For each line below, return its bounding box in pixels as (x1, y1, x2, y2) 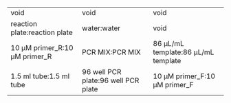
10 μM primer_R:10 (10, 43, 74, 52)
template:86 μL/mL (153, 47, 214, 57)
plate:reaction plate (10, 27, 74, 37)
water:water (82, 23, 121, 33)
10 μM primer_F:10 (153, 71, 215, 81)
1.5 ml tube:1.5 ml (10, 71, 70, 81)
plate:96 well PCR (82, 76, 140, 85)
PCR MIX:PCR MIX (82, 47, 141, 57)
